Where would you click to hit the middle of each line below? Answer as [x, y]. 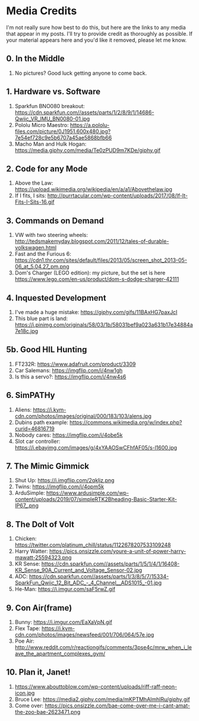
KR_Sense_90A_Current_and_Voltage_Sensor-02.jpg [78, 570]
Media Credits [42, 11]
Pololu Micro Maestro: [42, 125]
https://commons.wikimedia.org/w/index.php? [126, 422]
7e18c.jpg [26, 331]
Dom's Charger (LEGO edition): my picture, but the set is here [90, 273]
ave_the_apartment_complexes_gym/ [60, 654]
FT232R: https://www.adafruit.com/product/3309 [75, 364]
